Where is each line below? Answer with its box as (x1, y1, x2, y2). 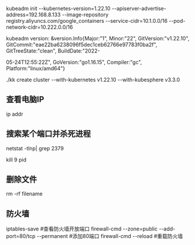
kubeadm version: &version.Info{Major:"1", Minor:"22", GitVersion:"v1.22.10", (6, 35, 190, 42)
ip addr (6, 111, 23, 118)
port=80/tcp (6, 233, 36, 240)
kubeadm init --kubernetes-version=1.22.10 (6, 5, 111, 12)
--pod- (169, 18, 186, 24)
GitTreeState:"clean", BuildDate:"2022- (6, 47, 100, 54)
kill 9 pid (6, 156, 26, 163)
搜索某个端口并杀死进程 (6, 129, 91, 139)
